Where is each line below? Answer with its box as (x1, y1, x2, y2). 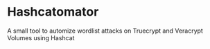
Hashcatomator (7, 4, 99, 20)
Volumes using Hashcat (7, 33, 75, 42)
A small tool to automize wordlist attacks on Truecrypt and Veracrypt (7, 27, 203, 35)
